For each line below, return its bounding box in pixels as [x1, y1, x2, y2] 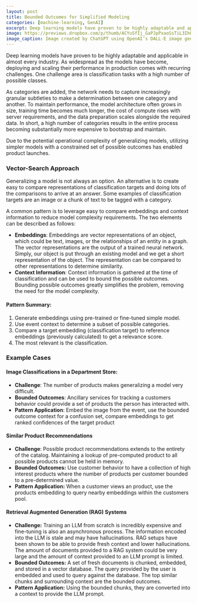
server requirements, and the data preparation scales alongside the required [6, 113, 191, 120]
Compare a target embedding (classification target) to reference [14, 326, 170, 333]
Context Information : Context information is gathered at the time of [14, 269, 178, 276]
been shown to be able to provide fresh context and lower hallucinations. [14, 541, 191, 548]
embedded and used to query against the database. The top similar [14, 572, 178, 579]
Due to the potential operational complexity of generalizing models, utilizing [6, 137, 189, 144]
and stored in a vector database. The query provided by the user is [14, 565, 176, 572]
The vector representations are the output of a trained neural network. [14, 244, 185, 251]
